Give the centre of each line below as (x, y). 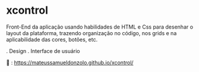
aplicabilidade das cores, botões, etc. (52, 39)
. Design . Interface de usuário (43, 51)
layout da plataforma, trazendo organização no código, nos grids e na (91, 33)
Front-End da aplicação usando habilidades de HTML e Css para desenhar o (100, 27)
